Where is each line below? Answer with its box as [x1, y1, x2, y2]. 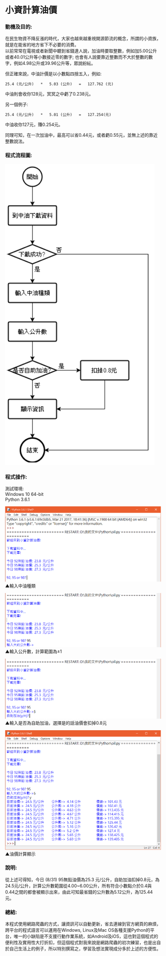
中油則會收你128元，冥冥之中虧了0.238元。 [5, 91, 94, 97]
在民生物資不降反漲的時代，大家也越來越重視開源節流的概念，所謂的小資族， [5, 36, 161, 42]
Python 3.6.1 [5, 496, 30, 503]
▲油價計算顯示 [5, 850, 36, 857]
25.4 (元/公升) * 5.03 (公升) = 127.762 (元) [5, 82, 114, 87]
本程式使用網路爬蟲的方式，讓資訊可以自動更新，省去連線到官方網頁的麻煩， [5, 921, 161, 927]
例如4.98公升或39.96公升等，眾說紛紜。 [13, 60, 96, 66]
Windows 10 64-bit [5, 491, 44, 497]
